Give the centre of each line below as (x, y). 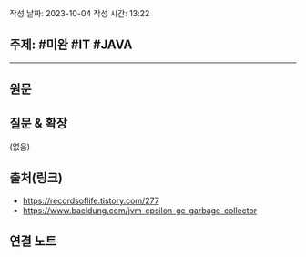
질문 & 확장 (39, 123)
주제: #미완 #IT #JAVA (71, 45)
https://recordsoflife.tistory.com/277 (91, 200)
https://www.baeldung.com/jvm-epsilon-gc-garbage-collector (140, 210)
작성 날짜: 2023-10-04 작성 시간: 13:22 (80, 13)
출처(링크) (36, 178)
